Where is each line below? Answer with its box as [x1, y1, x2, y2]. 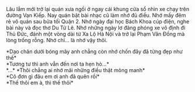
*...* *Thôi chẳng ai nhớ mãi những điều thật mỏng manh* [6, 67, 145, 73]
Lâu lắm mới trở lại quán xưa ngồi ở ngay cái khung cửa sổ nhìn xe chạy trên [6, 6, 190, 12]
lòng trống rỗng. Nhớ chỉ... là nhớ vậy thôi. [6, 37, 108, 43]
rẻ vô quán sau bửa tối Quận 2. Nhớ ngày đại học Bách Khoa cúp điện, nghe [6, 18, 190, 25]
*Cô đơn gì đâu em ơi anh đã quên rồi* [6, 73, 100, 80]
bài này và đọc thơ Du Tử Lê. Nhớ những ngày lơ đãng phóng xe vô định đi [6, 24, 186, 31]
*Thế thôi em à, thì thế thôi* [6, 79, 74, 86]
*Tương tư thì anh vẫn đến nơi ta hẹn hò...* [6, 60, 110, 67]
